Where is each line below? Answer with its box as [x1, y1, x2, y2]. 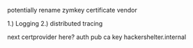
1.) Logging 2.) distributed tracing [7, 19, 103, 27]
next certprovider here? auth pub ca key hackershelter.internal [7, 33, 187, 41]
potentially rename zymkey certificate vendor [7, 6, 137, 14]
